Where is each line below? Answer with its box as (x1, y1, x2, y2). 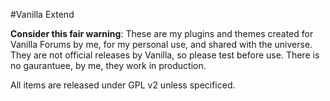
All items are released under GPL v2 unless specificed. (10, 79, 236, 91)
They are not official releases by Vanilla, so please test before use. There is (10, 49, 320, 61)
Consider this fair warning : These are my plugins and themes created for (10, 28, 314, 39)
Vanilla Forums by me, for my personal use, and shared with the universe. (10, 39, 313, 50)
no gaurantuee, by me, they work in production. (10, 60, 207, 71)
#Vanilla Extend (10, 9, 75, 20)
